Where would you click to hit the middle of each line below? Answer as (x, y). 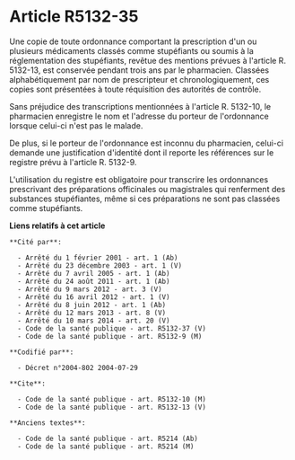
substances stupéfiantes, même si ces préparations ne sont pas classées (145, 199)
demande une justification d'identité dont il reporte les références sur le (142, 152)
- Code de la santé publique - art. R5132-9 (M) (110, 336)
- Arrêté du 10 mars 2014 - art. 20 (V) (94, 321)
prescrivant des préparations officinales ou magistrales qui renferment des (147, 189)
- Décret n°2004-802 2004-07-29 (78, 367)
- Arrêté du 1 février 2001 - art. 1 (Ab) (98, 258)
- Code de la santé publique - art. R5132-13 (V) (112, 407)
